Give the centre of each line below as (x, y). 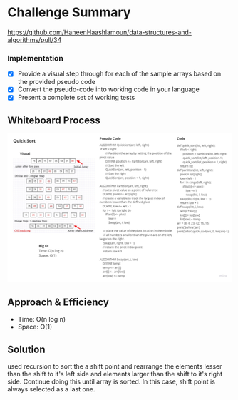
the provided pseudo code (57, 82)
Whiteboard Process (54, 120)
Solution (26, 349)
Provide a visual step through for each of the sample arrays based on (119, 74)
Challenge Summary (69, 12)
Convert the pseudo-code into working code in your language (108, 89)
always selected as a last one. (51, 389)
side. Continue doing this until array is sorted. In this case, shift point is (112, 381)
